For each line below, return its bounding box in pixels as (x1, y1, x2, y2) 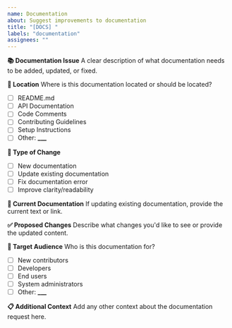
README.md (17, 94, 55, 102)
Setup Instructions (17, 126, 71, 134)
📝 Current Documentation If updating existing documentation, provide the (7, 199, 224, 208)
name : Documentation (7, 10, 68, 18)
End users (17, 272, 47, 280)
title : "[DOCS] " (7, 23, 59, 30)
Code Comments (17, 110, 67, 119)
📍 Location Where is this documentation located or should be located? (7, 80, 212, 89)
